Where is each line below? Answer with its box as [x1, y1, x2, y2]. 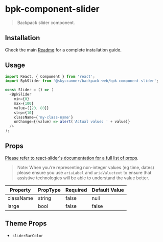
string [38, 194, 51, 201]
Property [9, 186, 31, 193]
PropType [38, 186, 61, 193]
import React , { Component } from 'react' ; [5, 74, 95, 79]
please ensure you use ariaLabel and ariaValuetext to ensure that [17, 169, 152, 175]
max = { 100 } [14, 101, 34, 106]
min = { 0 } [14, 97, 29, 101]
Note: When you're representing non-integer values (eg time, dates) [17, 164, 154, 170]
